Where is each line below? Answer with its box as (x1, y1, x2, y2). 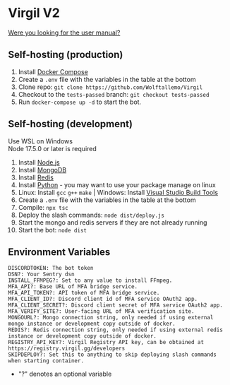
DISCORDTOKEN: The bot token (8, 265, 94, 272)
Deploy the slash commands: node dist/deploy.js (18, 211, 165, 219)
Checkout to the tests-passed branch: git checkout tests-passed (18, 90, 210, 98)
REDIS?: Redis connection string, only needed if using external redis (8, 326, 223, 333)
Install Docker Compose (18, 67, 89, 76)
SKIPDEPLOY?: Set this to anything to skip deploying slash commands (8, 351, 217, 358)
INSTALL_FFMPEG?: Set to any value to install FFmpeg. (8, 277, 173, 284)
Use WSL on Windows (8, 136, 73, 146)
